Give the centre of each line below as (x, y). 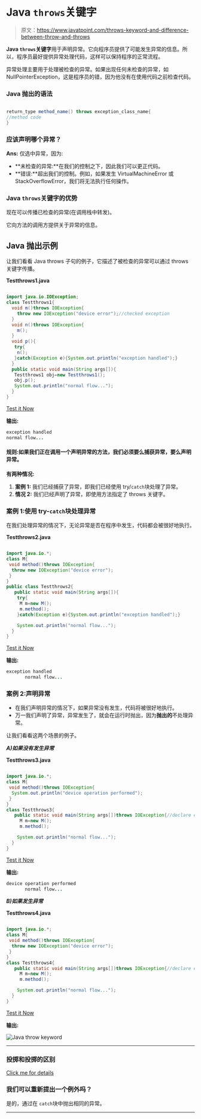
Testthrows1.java (28, 281)
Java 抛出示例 (32, 246)
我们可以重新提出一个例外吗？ (49, 1090)
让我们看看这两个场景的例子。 (43, 735)
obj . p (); (25, 381)
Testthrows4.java (28, 913)
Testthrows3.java (28, 760)
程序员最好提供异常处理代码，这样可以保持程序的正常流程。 (90, 56)
